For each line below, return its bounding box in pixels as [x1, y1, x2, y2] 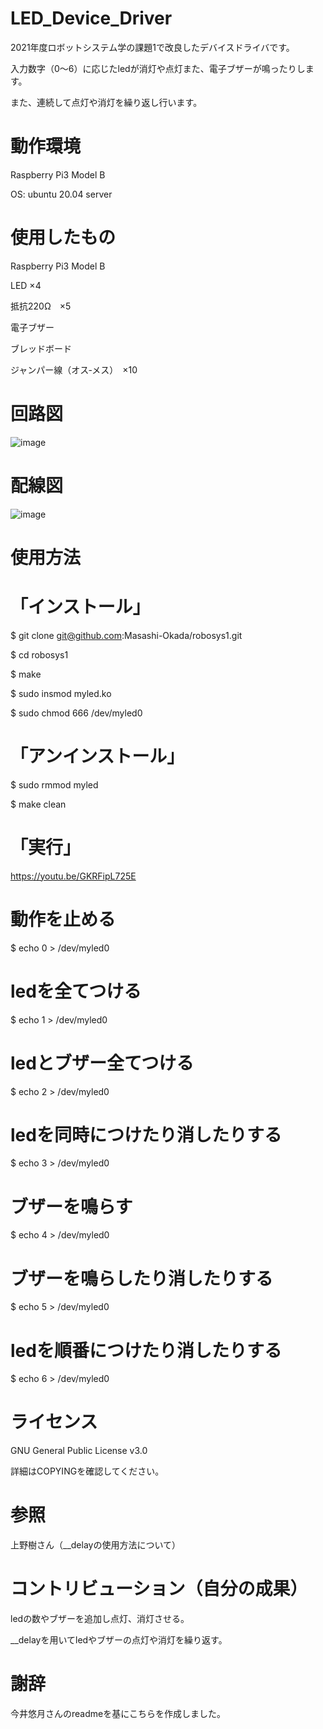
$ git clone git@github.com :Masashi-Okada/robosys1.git [10, 629, 243, 641]
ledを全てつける [10, 980, 142, 1002]
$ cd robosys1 [10, 648, 69, 661]
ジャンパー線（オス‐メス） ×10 [10, 363, 138, 376]
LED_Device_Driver [10, 7, 173, 30]
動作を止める [10, 908, 117, 931]
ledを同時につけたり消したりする [10, 1123, 282, 1146]
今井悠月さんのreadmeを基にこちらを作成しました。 [10, 1708, 226, 1719]
